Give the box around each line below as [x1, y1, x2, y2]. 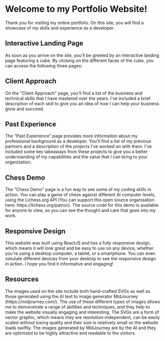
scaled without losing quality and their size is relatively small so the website [5, 319, 159, 325]
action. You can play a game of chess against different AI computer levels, [5, 192, 156, 198]
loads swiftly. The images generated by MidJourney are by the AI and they [5, 325, 156, 331]
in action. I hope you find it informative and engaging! [5, 261, 114, 267]
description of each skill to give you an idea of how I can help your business [5, 100, 159, 106]
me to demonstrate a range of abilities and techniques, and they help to [5, 304, 150, 310]
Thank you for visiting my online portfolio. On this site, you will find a [5, 20, 144, 26]
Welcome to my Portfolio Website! [5, 3, 148, 15]
